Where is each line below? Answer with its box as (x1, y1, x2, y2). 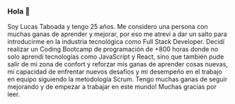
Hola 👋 (7, 6, 30, 16)
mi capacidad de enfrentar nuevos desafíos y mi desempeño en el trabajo (7, 67, 223, 76)
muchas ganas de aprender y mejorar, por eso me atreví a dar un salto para (7, 30, 228, 38)
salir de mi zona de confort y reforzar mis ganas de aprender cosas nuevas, (7, 60, 229, 69)
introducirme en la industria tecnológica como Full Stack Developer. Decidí (7, 37, 225, 46)
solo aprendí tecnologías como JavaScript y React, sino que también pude (7, 52, 224, 61)
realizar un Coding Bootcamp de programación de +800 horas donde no (7, 45, 219, 54)
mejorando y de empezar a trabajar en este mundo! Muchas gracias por (7, 83, 217, 91)
